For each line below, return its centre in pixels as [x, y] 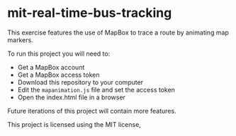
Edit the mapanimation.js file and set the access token [96, 89]
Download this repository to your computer [80, 82]
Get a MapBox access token [58, 75]
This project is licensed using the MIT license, [74, 124]
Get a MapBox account [51, 67]
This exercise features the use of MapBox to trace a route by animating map [118, 32]
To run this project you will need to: [59, 54]
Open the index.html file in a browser [72, 97]
